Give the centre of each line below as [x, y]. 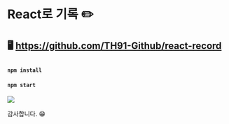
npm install [25, 70]
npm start [22, 85]
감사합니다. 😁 [26, 114]
